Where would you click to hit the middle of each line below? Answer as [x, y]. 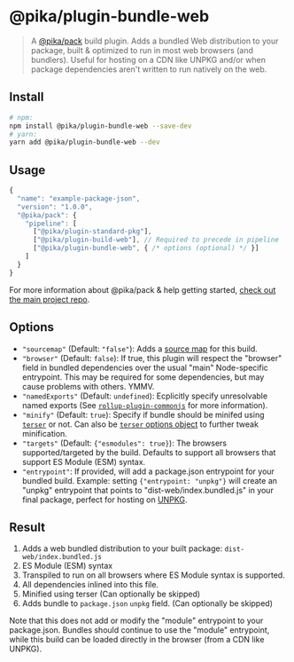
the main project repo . [50, 299]
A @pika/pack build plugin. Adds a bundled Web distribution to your [155, 41]
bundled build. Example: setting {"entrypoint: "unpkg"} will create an [149, 480]
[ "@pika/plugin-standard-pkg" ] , [92, 232]
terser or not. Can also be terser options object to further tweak [140, 424]
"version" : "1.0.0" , [55, 207]
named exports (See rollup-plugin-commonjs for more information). [145, 405]
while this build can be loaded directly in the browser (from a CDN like [137, 640]
